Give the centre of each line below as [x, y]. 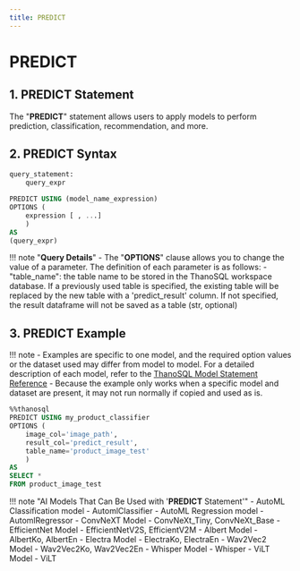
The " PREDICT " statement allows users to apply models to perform [133, 116]
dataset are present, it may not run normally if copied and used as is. [136, 393]
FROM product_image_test [56, 484]
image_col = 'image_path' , [72, 434]
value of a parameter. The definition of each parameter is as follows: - [138, 267]
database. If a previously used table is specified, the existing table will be [144, 286]
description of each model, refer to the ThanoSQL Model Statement [133, 374]
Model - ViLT [33, 558]
